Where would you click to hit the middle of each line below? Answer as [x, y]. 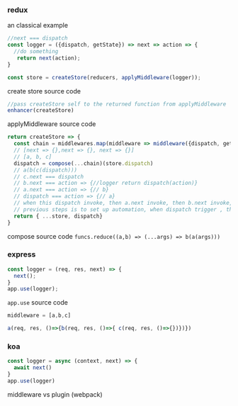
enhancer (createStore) [41, 111]
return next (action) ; [49, 58]
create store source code [44, 91]
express [22, 254]
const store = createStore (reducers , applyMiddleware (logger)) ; [104, 77]
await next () [33, 368]
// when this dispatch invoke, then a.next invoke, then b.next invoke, [123, 203]
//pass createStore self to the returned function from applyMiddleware [117, 104]
